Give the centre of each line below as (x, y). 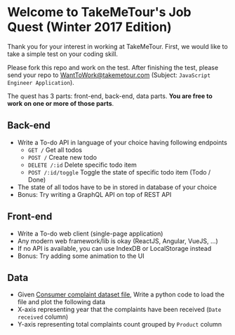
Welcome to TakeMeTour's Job (99, 12)
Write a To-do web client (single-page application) (90, 233)
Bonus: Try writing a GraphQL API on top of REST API (94, 194)
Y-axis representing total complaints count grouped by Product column (120, 324)
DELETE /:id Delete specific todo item (82, 165)
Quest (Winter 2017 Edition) (89, 27)
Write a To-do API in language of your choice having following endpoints (122, 142)
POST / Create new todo (62, 157)
